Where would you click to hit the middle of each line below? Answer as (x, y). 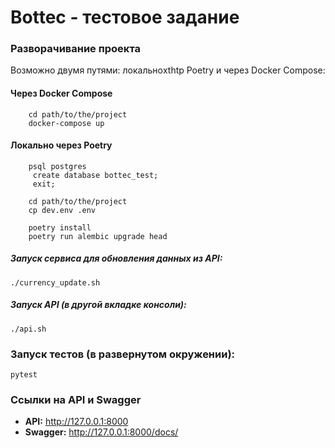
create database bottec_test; (95, 175)
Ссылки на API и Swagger (76, 400)
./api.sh (28, 329)
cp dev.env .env (62, 210)
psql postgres (57, 166)
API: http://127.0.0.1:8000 (76, 422)
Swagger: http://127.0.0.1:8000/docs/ (101, 432)
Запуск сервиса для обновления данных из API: (116, 258)
